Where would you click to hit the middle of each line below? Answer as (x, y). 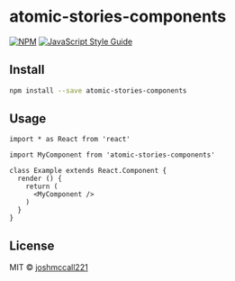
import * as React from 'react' (70, 140)
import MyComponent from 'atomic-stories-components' (113, 155)
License (32, 245)
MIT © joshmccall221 (49, 267)
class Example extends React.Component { (88, 171)
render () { (40, 179)
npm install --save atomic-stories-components (98, 91)
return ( (42, 186)
